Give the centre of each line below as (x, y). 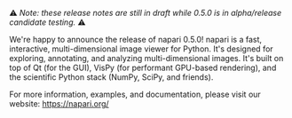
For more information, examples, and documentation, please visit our (135, 94)
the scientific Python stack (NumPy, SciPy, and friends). (111, 77)
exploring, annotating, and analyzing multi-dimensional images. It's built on (146, 58)
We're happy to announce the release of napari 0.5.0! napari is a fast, (136, 39)
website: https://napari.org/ (59, 104)
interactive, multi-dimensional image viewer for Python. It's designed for (141, 49)
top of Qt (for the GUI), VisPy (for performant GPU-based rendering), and (143, 67)
